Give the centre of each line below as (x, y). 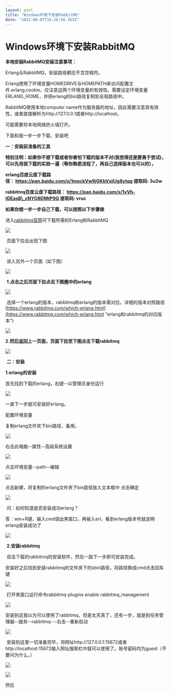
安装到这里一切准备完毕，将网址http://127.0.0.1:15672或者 (67, 642)
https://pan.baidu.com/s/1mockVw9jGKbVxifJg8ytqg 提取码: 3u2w (89, 181)
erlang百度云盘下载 (26, 175)
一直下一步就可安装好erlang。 (37, 404)
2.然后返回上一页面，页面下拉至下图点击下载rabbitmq (62, 341)
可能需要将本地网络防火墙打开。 (39, 125)
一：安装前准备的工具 (28, 146)
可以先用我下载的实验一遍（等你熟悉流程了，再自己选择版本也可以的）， (81, 164)
